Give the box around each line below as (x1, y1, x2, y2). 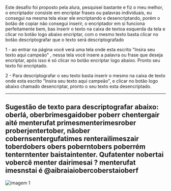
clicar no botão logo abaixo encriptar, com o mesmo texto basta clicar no (5, 31, 159, 37)
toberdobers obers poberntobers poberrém (5, 142, 146, 151)
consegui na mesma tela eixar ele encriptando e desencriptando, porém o (5, 15, 160, 21)
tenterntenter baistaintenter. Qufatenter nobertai (5, 150, 164, 159)
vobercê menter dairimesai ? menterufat (5, 158, 136, 167)
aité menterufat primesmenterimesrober (5, 119, 136, 128)
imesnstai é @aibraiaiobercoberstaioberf (5, 166, 139, 175)
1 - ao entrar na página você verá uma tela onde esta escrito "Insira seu (5, 47, 155, 52)
